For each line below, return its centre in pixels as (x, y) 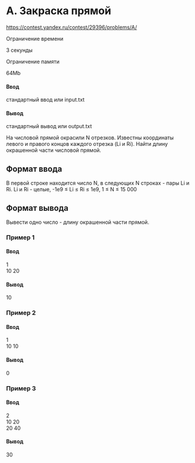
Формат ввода (34, 169)
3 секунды (19, 50)
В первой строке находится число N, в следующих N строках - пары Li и (98, 183)
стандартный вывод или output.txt (49, 126)
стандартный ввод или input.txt (45, 100)
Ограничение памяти (33, 61)
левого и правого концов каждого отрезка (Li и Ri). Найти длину (87, 144)
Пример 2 (21, 313)
